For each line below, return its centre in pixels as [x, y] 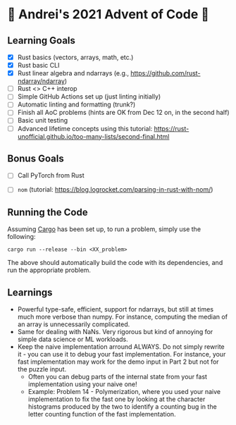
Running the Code [48, 212]
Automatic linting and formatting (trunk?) [76, 104]
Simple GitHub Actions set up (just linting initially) [89, 97]
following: [21, 237]
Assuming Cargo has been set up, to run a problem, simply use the [104, 229]
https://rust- [172, 128]
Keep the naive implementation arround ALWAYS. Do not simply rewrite [121, 347]
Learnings [30, 292]
